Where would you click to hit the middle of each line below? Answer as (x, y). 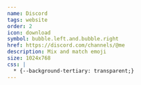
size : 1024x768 (29, 58)
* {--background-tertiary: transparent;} (74, 71)
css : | (17, 64)
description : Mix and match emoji (57, 52)
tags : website (28, 20)
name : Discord (28, 13)
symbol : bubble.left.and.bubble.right (63, 39)
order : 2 (20, 26)
